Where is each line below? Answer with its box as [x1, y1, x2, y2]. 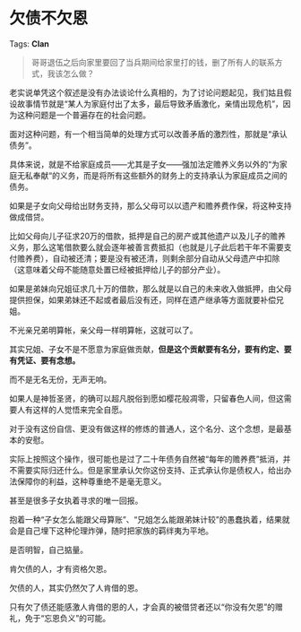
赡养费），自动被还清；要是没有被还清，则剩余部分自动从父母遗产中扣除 [16, 253, 280, 264]
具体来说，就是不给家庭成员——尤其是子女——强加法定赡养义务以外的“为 [9, 159, 280, 169]
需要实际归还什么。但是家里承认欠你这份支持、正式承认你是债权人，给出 [16, 464, 284, 475]
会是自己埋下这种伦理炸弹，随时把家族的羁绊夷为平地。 [9, 525, 213, 536]
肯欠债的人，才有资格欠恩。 [9, 563, 112, 574]
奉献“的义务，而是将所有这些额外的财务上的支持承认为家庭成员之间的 [32, 169, 288, 180]
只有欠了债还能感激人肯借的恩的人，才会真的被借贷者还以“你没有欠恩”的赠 [9, 602, 284, 612]
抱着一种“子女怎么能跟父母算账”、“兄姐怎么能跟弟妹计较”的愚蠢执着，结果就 [9, 514, 290, 524]
